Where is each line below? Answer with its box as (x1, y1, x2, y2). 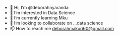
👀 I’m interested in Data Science (9, 10, 75, 16)
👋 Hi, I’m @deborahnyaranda (9, 5, 69, 10)
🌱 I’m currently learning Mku (9, 15, 68, 20)
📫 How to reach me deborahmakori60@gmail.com (9, 26, 114, 31)
